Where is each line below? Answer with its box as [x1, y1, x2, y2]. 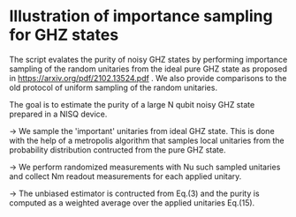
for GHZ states [9, 25, 119, 45]
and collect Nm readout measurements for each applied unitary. [9, 170, 242, 182]
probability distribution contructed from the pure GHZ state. [9, 144, 226, 155]
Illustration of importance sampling [9, 6, 273, 26]
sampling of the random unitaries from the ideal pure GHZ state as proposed [9, 64, 287, 74]
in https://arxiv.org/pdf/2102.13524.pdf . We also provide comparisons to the [9, 72, 287, 83]
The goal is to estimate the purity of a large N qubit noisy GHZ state [9, 99, 255, 109]
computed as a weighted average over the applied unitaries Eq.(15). [9, 197, 255, 208]
